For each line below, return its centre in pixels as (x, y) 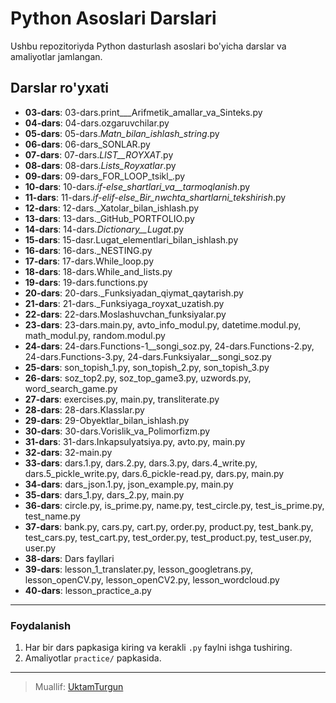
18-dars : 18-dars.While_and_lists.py (98, 271)
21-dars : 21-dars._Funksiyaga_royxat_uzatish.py (124, 303)
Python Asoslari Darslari (113, 18)
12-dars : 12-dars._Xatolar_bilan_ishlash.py (112, 208)
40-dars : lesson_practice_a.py (88, 590)
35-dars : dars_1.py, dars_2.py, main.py (104, 494)
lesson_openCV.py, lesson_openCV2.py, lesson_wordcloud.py (152, 579)
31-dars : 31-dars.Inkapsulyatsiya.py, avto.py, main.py (135, 441)
